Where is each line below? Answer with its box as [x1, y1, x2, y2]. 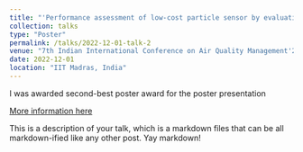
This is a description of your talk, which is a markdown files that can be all [9, 122, 284, 133]
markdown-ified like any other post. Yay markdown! [9, 132, 201, 143]
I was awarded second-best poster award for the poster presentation [9, 87, 266, 99]
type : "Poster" [9, 30, 67, 39]
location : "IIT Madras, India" [9, 64, 127, 73]
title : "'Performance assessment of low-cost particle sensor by [9, 13, 260, 22]
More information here [9, 105, 93, 116]
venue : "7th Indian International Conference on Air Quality [9, 47, 244, 56]
